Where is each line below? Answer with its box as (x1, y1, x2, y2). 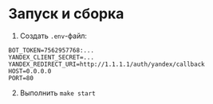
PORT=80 (8, 74, 34, 82)
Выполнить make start (19, 88, 96, 98)
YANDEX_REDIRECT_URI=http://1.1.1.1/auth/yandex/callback (8, 60, 205, 68)
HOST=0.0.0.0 (8, 67, 52, 75)
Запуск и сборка (8, 5, 124, 23)
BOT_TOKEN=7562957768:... (8, 46, 94, 54)
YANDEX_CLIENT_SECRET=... (8, 53, 94, 61)
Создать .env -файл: (19, 31, 88, 40)
